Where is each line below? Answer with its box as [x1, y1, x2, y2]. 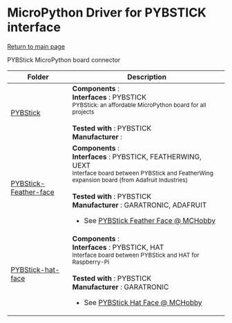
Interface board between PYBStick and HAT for [72, 251, 200, 259]
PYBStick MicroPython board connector [7, 55, 121, 63]
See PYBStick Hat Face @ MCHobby [84, 297, 202, 307]
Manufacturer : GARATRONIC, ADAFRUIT [72, 200, 207, 210]
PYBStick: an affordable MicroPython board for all [72, 101, 206, 108]
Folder [27, 72, 50, 81]
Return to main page [7, 42, 66, 50]
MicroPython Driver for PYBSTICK [7, 5, 207, 21]
